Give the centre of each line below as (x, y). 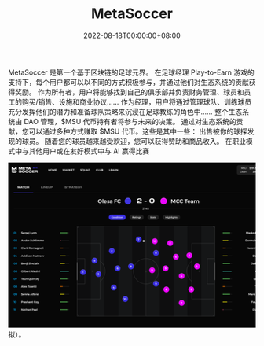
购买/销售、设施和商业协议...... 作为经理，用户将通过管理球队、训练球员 (137, 101)
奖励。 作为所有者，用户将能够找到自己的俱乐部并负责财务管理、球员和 (129, 92)
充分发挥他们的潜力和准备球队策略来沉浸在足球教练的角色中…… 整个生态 (125, 112)
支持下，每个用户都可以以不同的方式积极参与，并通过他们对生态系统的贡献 (128, 82)
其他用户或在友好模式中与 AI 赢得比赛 (89, 151)
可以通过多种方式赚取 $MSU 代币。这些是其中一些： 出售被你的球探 (138, 131)
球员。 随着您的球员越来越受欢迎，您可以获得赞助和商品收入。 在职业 (134, 141)
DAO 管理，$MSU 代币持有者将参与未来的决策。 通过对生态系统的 (130, 121)
